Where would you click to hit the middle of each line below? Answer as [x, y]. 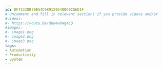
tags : [10, 46]
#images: [14, 28]
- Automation [18, 50]
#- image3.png [20, 41]
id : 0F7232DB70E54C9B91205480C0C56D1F [44, 9]
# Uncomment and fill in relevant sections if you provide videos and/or [82, 14]
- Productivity [20, 55]
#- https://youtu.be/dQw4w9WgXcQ [39, 23]
